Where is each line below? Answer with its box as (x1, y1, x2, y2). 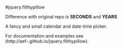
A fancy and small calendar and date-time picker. (5, 23, 107, 29)
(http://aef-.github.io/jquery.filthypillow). (5, 38, 89, 44)
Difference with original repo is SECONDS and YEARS (5, 14, 117, 19)
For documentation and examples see (5, 33, 84, 39)
